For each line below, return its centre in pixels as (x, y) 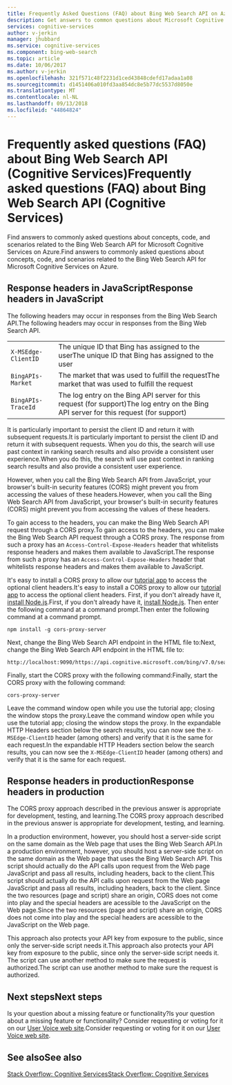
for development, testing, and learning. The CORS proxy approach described (116, 816)
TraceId (23, 407)
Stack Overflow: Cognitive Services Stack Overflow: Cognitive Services (108, 1074)
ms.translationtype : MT (41, 91)
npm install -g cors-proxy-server (57, 629)
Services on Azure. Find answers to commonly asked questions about (106, 252)
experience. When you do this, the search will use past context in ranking (110, 459)
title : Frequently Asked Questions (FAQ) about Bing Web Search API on (112, 13)
